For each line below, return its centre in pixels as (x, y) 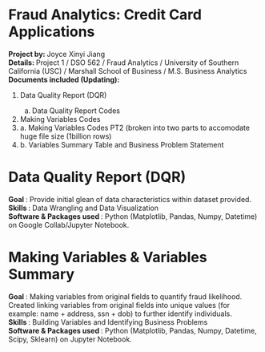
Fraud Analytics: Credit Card (105, 15)
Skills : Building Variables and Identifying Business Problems (108, 322)
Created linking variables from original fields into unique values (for (119, 305)
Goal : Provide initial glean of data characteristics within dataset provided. (130, 199)
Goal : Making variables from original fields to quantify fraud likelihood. (125, 296)
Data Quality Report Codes (76, 111)
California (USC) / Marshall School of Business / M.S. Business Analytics (128, 71)
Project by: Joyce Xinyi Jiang (57, 54)
